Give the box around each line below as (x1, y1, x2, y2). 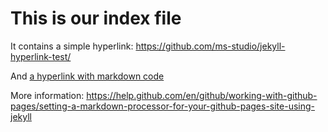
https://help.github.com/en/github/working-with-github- (86, 89, 318, 101)
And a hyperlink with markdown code (10, 70, 165, 82)
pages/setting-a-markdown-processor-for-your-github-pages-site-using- (10, 100, 316, 112)
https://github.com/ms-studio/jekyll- (135, 40, 286, 52)
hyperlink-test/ (10, 50, 72, 62)
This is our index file (10, 7, 182, 30)
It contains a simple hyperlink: (10, 40, 134, 52)
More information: (10, 89, 85, 101)
